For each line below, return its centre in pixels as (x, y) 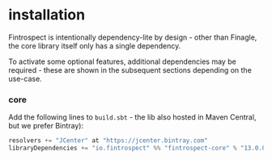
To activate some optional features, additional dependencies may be (122, 61)
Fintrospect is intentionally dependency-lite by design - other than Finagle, (133, 37)
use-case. (25, 78)
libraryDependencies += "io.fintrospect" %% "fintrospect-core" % (123, 148)
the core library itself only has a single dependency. (95, 45)
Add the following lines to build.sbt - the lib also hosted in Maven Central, (132, 117)
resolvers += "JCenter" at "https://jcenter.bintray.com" (108, 141)
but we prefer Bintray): (46, 126)
